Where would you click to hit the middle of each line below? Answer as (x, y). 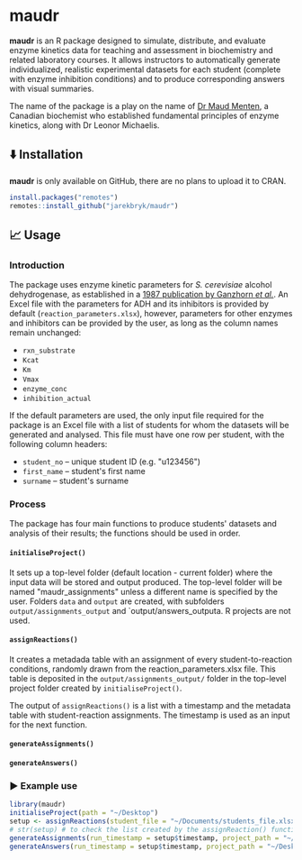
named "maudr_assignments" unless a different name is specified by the (144, 591)
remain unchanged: (45, 333)
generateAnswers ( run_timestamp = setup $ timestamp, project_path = (136, 846)
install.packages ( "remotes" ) (64, 197)
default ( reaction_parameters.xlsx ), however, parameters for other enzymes (151, 314)
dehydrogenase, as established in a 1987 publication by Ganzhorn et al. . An (149, 295)
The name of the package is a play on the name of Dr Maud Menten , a (139, 105)
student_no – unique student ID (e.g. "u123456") (111, 462)
